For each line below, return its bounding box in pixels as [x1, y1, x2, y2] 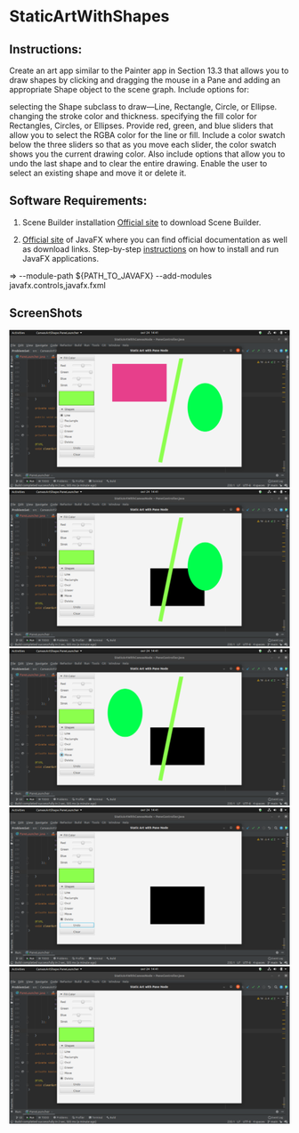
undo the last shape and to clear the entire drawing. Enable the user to [9, 158, 268, 168]
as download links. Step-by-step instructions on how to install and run [21, 243, 279, 255]
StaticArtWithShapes [9, 6, 170, 27]
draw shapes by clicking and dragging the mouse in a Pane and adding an [9, 75, 281, 85]
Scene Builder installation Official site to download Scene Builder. [21, 216, 262, 228]
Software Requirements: [9, 193, 148, 208]
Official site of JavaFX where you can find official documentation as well [21, 234, 287, 245]
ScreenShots [9, 305, 83, 321]
